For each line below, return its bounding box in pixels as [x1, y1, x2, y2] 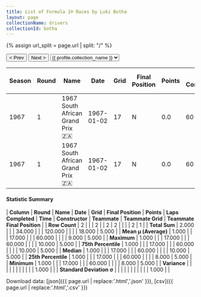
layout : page [6, 14, 39, 20]
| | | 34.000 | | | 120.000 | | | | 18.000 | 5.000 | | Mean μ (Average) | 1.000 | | [6, 228, 193, 235]
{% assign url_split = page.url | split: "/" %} [6, 42, 112, 49]
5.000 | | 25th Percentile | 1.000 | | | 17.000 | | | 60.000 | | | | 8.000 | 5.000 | [6, 253, 193, 260]
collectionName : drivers [6, 20, 68, 26]
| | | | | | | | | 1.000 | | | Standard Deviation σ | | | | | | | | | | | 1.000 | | [6, 266, 170, 273]
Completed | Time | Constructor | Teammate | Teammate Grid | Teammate [6, 215, 194, 222]
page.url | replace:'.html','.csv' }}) [6, 284, 88, 291]
